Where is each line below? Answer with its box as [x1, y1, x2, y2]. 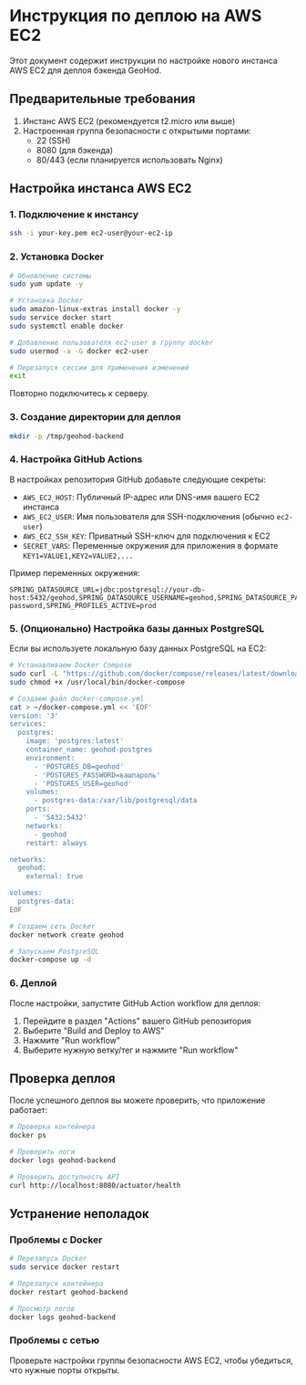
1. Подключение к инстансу [9, 208, 139, 221]
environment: [25, 753, 76, 762]
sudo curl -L [9, 669, 59, 678]
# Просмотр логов [9, 1304, 76, 1313]
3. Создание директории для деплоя [9, 411, 181, 424]
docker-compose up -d [9, 955, 92, 964]
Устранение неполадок [9, 1206, 150, 1222]
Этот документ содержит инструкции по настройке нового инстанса [9, 55, 278, 66]
